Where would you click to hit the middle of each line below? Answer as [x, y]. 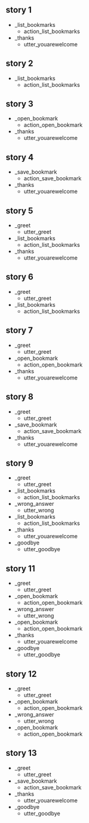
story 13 [21, 753]
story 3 [20, 104]
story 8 [20, 397]
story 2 [20, 64]
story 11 [20, 569]
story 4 [20, 157]
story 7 [19, 330]
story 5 [20, 210]
